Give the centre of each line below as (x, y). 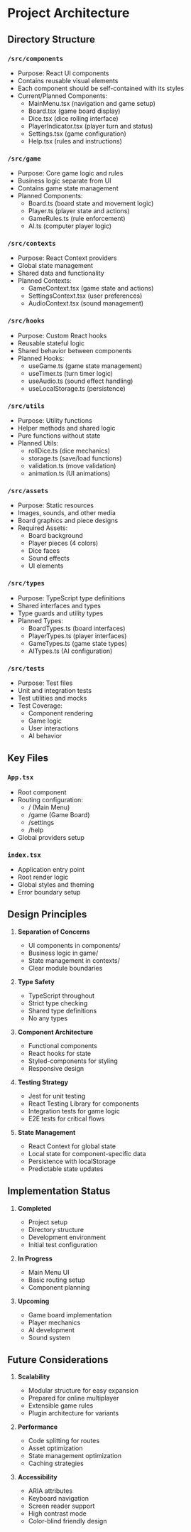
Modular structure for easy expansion (83, 1391)
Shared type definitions (62, 1010)
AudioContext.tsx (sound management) (86, 303)
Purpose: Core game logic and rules (70, 173)
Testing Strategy (43, 1082)
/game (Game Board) (59, 814)
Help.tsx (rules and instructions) (75, 141)
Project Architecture (69, 13)
